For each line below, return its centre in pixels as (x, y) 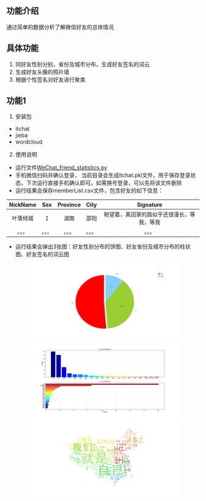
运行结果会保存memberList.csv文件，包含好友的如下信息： (89, 191)
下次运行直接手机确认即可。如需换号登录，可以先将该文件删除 (104, 183)
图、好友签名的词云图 (42, 254)
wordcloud (29, 142)
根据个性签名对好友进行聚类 (50, 79)
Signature (150, 204)
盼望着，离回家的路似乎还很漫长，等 (150, 214)
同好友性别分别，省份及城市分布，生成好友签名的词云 (82, 64)
